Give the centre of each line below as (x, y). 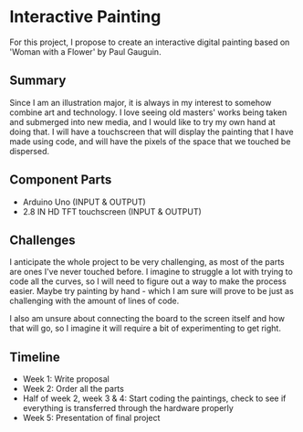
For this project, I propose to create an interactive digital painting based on (150, 42)
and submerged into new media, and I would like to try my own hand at (142, 121)
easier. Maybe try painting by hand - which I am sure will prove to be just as (151, 291)
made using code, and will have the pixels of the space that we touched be (150, 141)
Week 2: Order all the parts (73, 389)
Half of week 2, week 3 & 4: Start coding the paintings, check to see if (154, 398)
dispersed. (30, 151)
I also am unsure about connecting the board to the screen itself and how (147, 319)
